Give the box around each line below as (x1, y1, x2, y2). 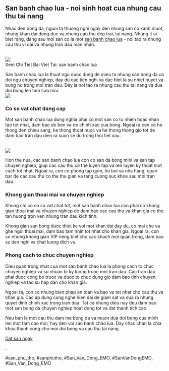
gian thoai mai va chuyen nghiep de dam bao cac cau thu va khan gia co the (5, 208, 164, 214)
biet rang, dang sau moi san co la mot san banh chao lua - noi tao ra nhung (5, 36, 161, 42)
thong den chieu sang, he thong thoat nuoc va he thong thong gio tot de (5, 127, 155, 133)
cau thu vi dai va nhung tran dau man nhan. (5, 41, 96, 47)
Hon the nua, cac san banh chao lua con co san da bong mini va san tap (5, 157, 155, 163)
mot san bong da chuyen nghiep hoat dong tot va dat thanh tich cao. (5, 305, 148, 311)
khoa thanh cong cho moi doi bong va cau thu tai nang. (5, 325, 120, 332)
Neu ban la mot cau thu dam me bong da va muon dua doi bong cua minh (5, 315, 158, 321)
